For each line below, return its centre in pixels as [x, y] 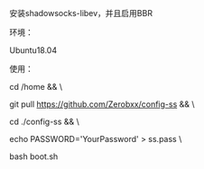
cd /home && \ [36, 87]
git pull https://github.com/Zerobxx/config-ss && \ [102, 104]
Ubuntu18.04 [33, 50]
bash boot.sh [34, 156]
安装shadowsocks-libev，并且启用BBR [81, 13]
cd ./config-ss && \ [44, 121]
